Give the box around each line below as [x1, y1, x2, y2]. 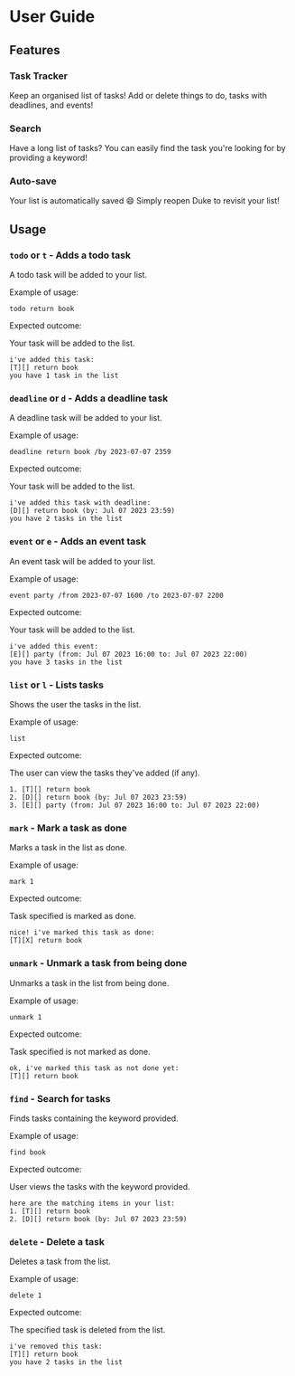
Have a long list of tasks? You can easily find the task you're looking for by [9, 143, 286, 154]
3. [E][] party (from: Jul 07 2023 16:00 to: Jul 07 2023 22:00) [9, 801, 260, 811]
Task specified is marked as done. [9, 911, 137, 922]
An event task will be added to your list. [9, 555, 156, 566]
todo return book [9, 305, 75, 314]
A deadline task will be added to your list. [9, 413, 162, 423]
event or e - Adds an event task [9, 536, 147, 548]
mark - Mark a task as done [9, 821, 128, 834]
